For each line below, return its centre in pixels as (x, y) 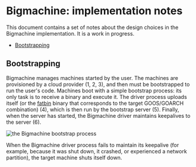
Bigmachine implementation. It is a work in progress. (70, 33)
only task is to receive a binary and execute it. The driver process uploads (97, 97)
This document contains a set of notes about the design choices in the (92, 27)
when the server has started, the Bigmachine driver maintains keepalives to (98, 115)
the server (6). (24, 122)
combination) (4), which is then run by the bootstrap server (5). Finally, (93, 109)
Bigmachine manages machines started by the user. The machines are (92, 78)
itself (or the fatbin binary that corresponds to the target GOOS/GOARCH (95, 103)
